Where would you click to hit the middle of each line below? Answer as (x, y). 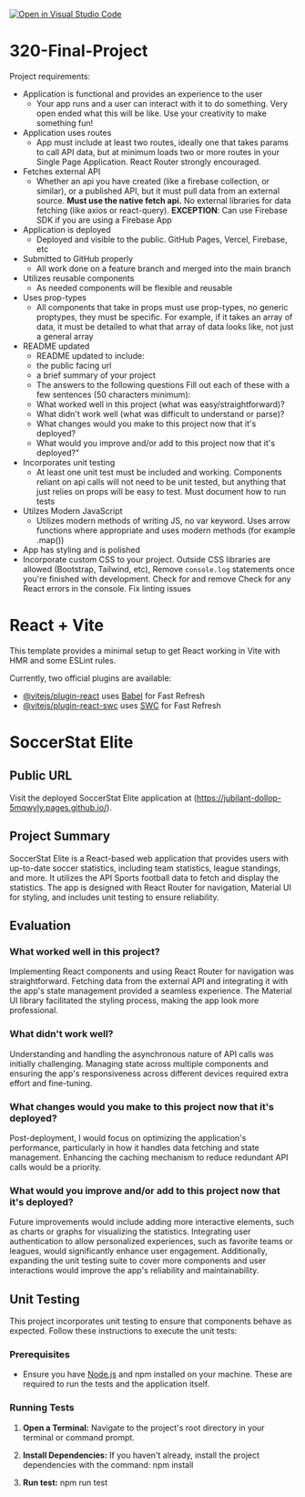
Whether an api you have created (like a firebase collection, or (153, 181)
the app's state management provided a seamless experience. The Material (151, 991)
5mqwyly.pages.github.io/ (58, 807)
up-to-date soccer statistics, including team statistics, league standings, (145, 868)
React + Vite (57, 626)
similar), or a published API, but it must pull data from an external (158, 191)
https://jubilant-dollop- (239, 798)
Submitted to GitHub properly (78, 258)
